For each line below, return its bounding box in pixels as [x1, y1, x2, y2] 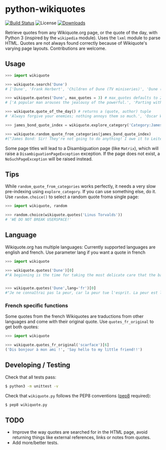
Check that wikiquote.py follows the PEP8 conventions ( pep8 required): [5, 392, 151, 398]
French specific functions [5, 302, 68, 309]
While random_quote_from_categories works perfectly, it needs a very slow [5, 183, 156, 189]
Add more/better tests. [12, 440, 59, 446]
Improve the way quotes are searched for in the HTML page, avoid [12, 429, 148, 435]
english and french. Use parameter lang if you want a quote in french [5, 249, 146, 255]
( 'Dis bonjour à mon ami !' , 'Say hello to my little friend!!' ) [5, 347, 142, 352]
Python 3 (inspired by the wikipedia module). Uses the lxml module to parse [5, 35, 161, 41]
